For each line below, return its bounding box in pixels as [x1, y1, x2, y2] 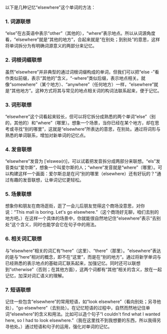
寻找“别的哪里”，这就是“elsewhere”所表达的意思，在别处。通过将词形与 [13, 126, 161, 132]
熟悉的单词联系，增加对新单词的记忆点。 [5, 132, 88, 138]
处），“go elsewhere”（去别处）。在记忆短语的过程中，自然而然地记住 [5, 305, 146, 311]
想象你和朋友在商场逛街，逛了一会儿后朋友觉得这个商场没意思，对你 [5, 203, 145, 209]
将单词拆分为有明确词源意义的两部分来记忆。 [5, 43, 97, 49]
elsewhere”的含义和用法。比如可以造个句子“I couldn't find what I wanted [11, 311, 161, 317]
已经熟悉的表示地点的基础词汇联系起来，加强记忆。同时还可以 [5, 260, 132, 266]
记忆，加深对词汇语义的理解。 [5, 273, 66, 279]
